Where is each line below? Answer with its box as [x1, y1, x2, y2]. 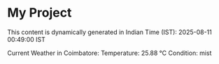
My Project [7, 5, 72, 21]
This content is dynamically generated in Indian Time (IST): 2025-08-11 [7, 28, 212, 36]
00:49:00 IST [7, 35, 45, 43]
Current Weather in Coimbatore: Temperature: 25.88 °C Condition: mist [7, 49, 212, 57]
